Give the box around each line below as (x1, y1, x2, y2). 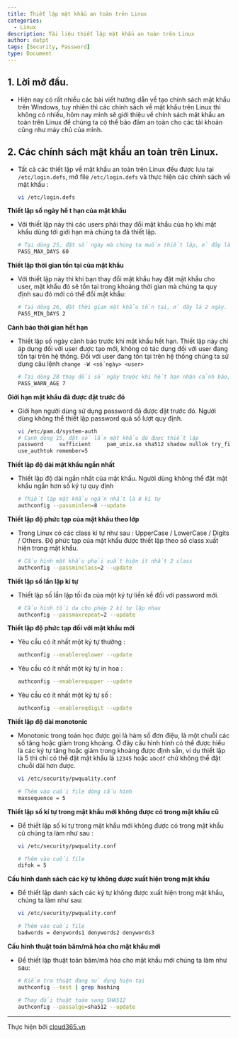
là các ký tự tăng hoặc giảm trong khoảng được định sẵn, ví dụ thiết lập (17, 747, 225, 755)
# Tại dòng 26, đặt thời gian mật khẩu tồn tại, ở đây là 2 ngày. (17, 303, 228, 311)
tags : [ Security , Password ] (7, 43, 91, 50)
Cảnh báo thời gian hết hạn (7, 323, 89, 331)
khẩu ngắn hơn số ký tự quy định (17, 482, 114, 490)
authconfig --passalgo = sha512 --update (17, 1003, 136, 1010)
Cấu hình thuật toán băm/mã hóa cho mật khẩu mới (7, 942, 161, 951)
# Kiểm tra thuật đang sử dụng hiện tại (17, 977, 145, 984)
